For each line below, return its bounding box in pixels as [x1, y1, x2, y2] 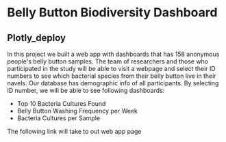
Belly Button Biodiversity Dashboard [7, 5, 218, 20]
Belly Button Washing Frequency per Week [16, 107, 138, 115]
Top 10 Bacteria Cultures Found [16, 100, 106, 107]
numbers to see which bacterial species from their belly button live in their [7, 72, 217, 80]
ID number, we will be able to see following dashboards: [7, 87, 165, 94]
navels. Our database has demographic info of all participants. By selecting [7, 79, 219, 87]
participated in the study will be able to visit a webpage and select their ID [7, 65, 216, 72]
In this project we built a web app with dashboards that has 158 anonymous [7, 50, 220, 58]
